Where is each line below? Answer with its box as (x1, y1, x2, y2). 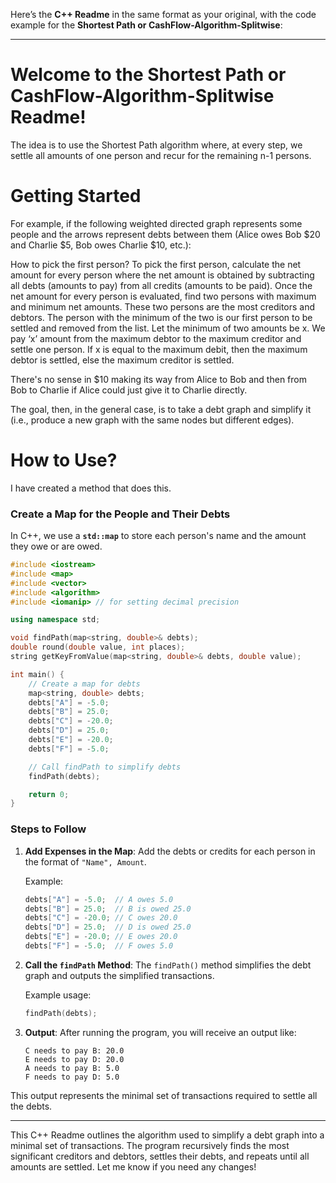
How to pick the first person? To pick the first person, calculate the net (10, 258, 302, 270)
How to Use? (10, 449, 118, 472)
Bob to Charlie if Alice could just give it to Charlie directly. (10, 384, 248, 396)
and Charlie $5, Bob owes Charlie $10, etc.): (10, 239, 192, 251)
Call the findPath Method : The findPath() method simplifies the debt (24, 959, 312, 971)
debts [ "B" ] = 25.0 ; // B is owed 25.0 (24, 904, 192, 914)
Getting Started (10, 185, 142, 208)
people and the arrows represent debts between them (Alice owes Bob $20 (10, 228, 321, 240)
